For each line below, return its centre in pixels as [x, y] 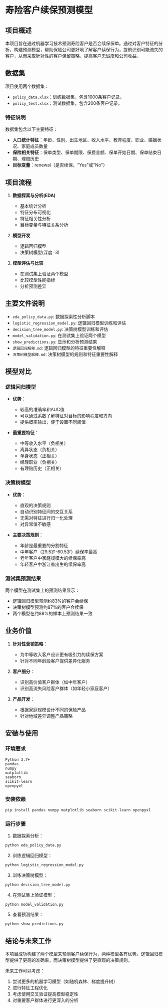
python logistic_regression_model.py [44, 865]
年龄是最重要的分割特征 [44, 545]
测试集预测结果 [23, 578]
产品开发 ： [23, 699]
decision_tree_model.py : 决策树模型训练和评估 [60, 329]
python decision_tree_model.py [38, 885]
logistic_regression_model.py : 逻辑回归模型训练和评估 [69, 323]
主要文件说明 [25, 304]
